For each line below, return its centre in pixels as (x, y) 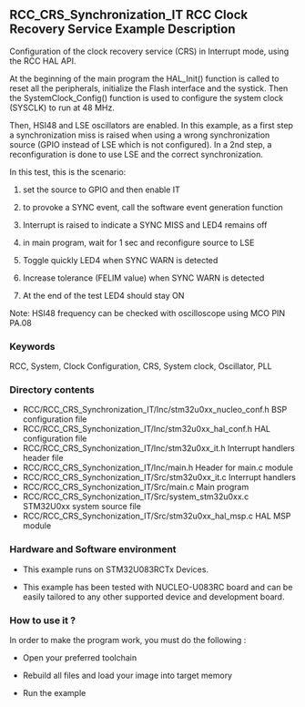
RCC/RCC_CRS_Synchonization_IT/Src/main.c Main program (136, 487)
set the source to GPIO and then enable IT (101, 190)
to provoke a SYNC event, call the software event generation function (153, 207)
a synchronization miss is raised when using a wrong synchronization (140, 135)
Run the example (54, 693)
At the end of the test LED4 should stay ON (103, 295)
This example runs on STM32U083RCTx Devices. (116, 569)
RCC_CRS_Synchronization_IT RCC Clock (129, 15)
